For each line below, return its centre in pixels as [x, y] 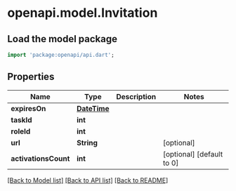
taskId [22, 119]
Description [136, 96]
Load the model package [63, 39]
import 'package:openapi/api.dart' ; [61, 55]
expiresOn [28, 108]
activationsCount [40, 158]
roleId [21, 131]
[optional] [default [193, 154]
